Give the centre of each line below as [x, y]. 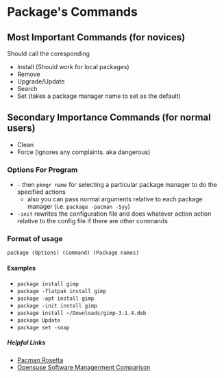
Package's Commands [73, 12]
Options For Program [42, 170]
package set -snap [43, 327]
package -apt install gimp [55, 299]
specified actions [41, 192]
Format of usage [35, 239]
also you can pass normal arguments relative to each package [115, 199]
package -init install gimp [57, 305]
